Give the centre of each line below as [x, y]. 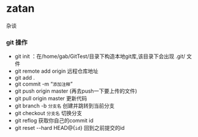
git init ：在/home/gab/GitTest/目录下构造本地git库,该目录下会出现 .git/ [100, 56]
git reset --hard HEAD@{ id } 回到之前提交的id [70, 128]
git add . [25, 78]
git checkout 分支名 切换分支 [48, 113]
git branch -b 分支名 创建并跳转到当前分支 [65, 106]
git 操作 [17, 42]
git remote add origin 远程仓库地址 [56, 71]
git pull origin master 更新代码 [51, 99]
